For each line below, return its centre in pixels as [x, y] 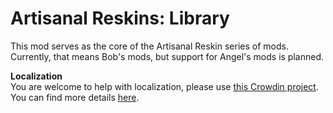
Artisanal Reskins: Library [120, 18]
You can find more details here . [75, 97]
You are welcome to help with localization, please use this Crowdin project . [164, 86]
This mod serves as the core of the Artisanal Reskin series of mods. [149, 46]
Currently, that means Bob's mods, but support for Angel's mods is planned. [167, 56]
